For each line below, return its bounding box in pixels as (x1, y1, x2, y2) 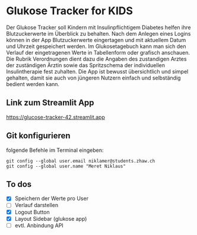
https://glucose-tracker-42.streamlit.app (6, 113, 106, 120)
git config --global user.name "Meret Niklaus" (6, 163, 126, 169)
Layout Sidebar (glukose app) (14, 215, 87, 222)
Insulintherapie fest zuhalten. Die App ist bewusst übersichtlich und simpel (6, 68, 189, 75)
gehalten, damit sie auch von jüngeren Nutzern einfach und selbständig (6, 74, 181, 81)
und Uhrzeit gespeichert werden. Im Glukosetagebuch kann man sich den (6, 43, 186, 50)
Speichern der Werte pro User (14, 195, 89, 202)
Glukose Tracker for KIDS (6, 4, 134, 18)
